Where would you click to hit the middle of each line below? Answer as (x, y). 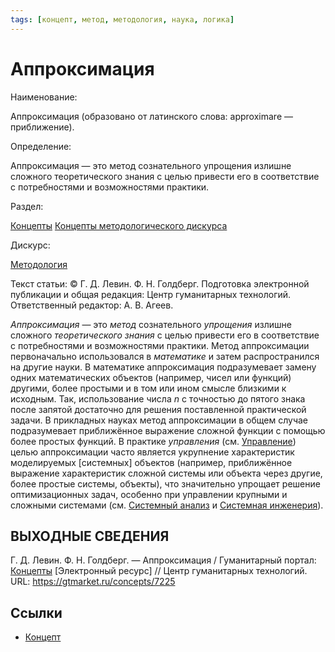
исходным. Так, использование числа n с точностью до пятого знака (158, 398)
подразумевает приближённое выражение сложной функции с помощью (168, 430)
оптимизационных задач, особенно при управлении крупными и (149, 494)
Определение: (41, 146)
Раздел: (27, 206)
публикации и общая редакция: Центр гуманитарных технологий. (151, 294)
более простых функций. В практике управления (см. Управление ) (153, 441)
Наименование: (44, 97)
